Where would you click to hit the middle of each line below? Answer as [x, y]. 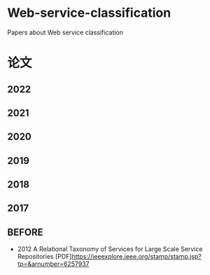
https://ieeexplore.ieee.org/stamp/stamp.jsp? [136, 257]
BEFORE [25, 232]
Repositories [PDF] [44, 257]
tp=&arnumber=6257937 [53, 264]
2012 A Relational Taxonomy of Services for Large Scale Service [110, 249]
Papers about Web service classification [65, 32]
